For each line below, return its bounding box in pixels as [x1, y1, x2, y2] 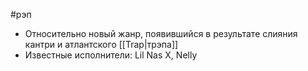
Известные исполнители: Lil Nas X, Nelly [24, 49, 198, 61]
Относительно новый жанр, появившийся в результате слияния [24, 28, 298, 39]
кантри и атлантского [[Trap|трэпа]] [24, 39, 179, 50]
